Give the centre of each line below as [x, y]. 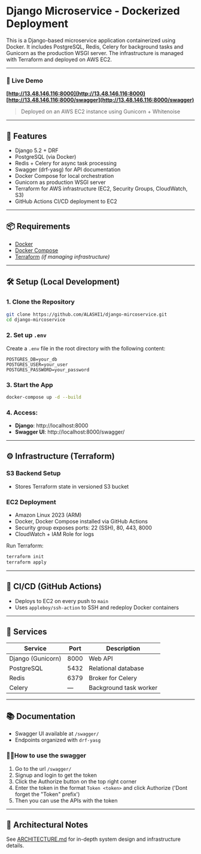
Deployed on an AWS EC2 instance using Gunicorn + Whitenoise [100, 111]
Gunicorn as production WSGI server [60, 182]
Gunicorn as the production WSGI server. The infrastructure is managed [95, 53]
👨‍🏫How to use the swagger [46, 756]
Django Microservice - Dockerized [93, 11]
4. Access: [22, 413]
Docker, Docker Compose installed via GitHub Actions [81, 522]
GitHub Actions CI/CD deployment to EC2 [66, 201]
